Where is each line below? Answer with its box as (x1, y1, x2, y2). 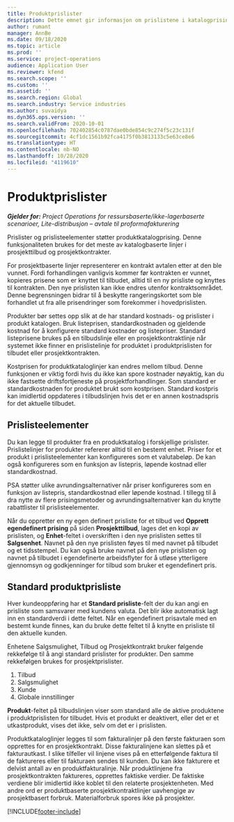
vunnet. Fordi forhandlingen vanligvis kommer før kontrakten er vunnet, (7, 269, 212, 277)
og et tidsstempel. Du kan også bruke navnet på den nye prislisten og (7, 546, 207, 554)
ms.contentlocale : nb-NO (7, 146, 79, 153)
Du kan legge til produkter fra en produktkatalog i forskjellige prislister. (7, 438, 210, 446)
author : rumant (7, 23, 52, 30)
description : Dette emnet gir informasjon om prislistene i (7, 17, 186, 24)
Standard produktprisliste (7, 580, 122, 592)
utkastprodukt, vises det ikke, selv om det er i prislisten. (7, 721, 167, 729)
